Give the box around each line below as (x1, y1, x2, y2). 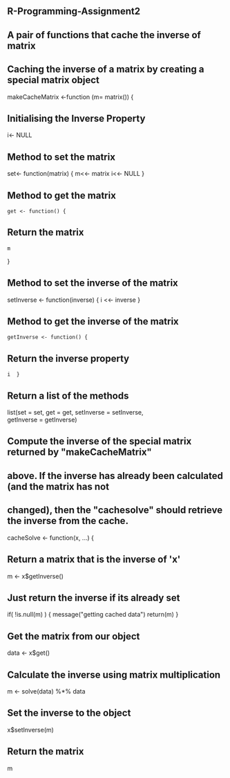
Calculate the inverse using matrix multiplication (7, 669, 221, 680)
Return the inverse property (7, 352, 130, 364)
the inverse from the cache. (7, 515, 129, 527)
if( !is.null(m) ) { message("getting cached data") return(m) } (7, 610, 179, 619)
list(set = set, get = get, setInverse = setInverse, (7, 408, 144, 417)
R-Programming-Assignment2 (7, 6, 141, 17)
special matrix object (7, 74, 100, 86)
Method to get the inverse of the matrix (7, 316, 180, 327)
